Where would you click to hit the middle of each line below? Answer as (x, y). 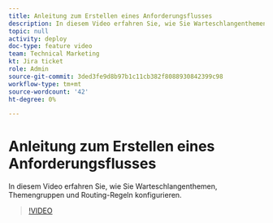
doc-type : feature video (50, 46)
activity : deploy (38, 39)
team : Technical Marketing (54, 54)
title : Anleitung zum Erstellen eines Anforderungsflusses (110, 16)
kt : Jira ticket (36, 62)
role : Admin (28, 69)
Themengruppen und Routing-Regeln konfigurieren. (95, 195)
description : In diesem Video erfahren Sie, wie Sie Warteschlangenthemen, (139, 24)
